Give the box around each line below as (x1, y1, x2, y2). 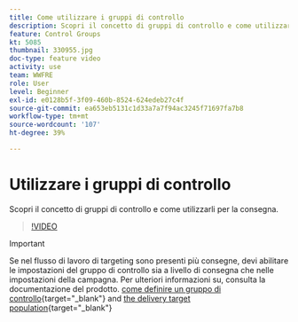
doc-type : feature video (9, 54, 101, 63)
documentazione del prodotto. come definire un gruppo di (9, 283, 222, 294)
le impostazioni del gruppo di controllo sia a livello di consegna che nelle (9, 264, 275, 275)
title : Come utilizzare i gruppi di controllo (9, 12, 184, 22)
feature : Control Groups (9, 29, 101, 38)
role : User (9, 79, 50, 88)
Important (9, 238, 45, 248)
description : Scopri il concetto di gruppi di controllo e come (9, 21, 252, 30)
